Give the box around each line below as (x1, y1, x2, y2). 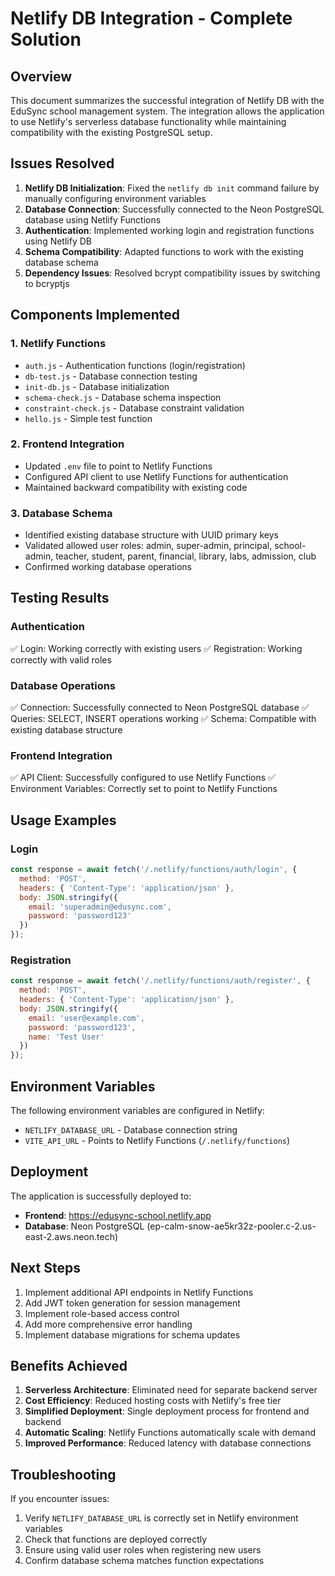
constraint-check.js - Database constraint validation (24, 402, 245, 414)
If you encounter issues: (10, 1493, 110, 1505)
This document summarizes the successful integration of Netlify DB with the (10, 95, 325, 106)
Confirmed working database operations (24, 561, 192, 573)
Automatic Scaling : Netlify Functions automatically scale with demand (24, 1427, 317, 1439)
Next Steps (10, 1260, 81, 1277)
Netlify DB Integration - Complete (10, 7, 293, 30)
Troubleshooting (10, 1466, 117, 1483)
